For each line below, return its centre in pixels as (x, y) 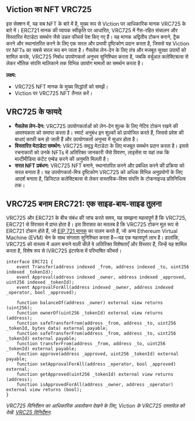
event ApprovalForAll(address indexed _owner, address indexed (95, 288)
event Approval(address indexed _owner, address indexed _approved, (102, 277)
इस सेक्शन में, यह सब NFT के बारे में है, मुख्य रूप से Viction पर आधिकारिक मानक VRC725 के (96, 23)
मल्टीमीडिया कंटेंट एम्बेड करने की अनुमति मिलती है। (62, 159)
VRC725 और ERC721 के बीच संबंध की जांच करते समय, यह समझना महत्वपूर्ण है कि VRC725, (96, 218)
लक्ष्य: (11, 75)
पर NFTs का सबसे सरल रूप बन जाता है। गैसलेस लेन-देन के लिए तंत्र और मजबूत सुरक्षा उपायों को (96, 50)
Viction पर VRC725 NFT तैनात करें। (53, 93)
